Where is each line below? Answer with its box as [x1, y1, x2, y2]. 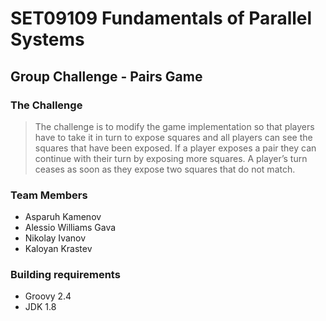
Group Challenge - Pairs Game [10, 68, 203, 85]
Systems [10, 28, 85, 51]
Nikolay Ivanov [24, 232, 87, 244]
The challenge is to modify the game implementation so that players [34, 120, 315, 132]
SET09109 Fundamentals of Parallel [10, 7, 313, 30]
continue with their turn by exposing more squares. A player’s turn [34, 152, 308, 164]
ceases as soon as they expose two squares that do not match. [34, 163, 296, 175]
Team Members [10, 188, 88, 202]
